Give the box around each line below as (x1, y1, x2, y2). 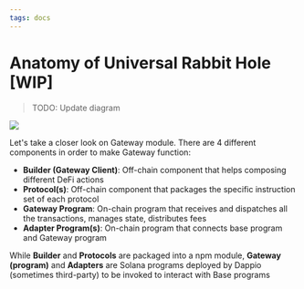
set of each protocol (22, 193, 100, 204)
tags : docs (9, 13, 51, 23)
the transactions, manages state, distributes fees (22, 212, 207, 223)
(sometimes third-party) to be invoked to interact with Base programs (9, 269, 271, 280)
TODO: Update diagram (31, 102, 121, 113)
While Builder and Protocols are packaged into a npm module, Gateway (9, 250, 281, 261)
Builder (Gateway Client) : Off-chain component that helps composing (22, 164, 287, 175)
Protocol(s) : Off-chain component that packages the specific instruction (22, 183, 296, 194)
